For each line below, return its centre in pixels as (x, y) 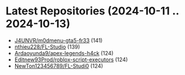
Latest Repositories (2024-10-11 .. (92, 11)
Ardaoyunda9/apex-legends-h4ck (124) (64, 53)
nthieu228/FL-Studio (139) (47, 47)
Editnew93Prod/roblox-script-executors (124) (71, 59)
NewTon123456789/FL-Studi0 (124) (59, 66)
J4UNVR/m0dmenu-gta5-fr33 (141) (58, 40)
